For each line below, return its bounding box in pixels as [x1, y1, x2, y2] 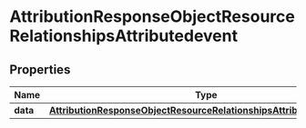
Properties [9, 62, 71, 77]
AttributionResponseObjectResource [9, 6, 296, 27]
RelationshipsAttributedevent [9, 25, 239, 46]
